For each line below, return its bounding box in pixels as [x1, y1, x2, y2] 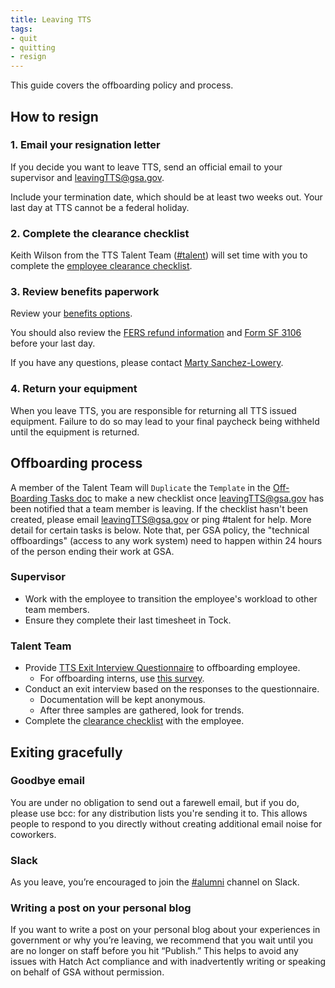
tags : [10, 24, 33, 34]
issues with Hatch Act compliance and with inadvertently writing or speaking [10, 956, 327, 968]
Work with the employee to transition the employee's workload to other [24, 592, 318, 605]
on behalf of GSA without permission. [10, 966, 165, 978]
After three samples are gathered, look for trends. [39, 704, 245, 716]
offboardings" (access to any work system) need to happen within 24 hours [10, 534, 323, 546]
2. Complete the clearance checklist [10, 226, 190, 240]
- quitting [10, 42, 56, 53]
